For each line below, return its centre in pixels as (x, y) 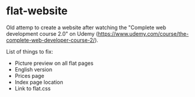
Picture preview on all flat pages (54, 63)
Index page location (39, 82)
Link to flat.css (33, 88)
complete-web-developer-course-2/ (51, 40)
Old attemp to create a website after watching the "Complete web (86, 27)
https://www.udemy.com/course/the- (143, 33)
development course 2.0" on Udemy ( (52, 33)
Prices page (29, 76)
